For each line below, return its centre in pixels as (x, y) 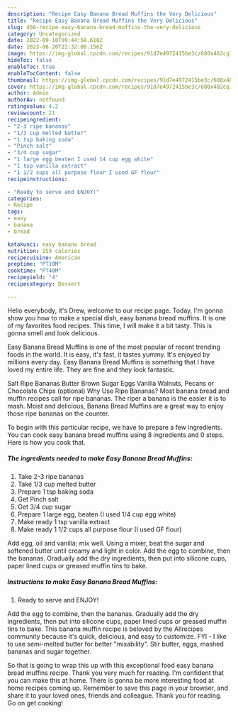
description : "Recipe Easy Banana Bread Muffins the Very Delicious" (112, 14)
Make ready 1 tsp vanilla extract (64, 521)
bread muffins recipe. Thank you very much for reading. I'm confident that (116, 673)
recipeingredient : (34, 119)
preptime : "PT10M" (34, 264)
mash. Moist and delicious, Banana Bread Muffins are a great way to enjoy (116, 406)
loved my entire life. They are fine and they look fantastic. (91, 369)
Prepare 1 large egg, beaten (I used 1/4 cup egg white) (97, 514)
